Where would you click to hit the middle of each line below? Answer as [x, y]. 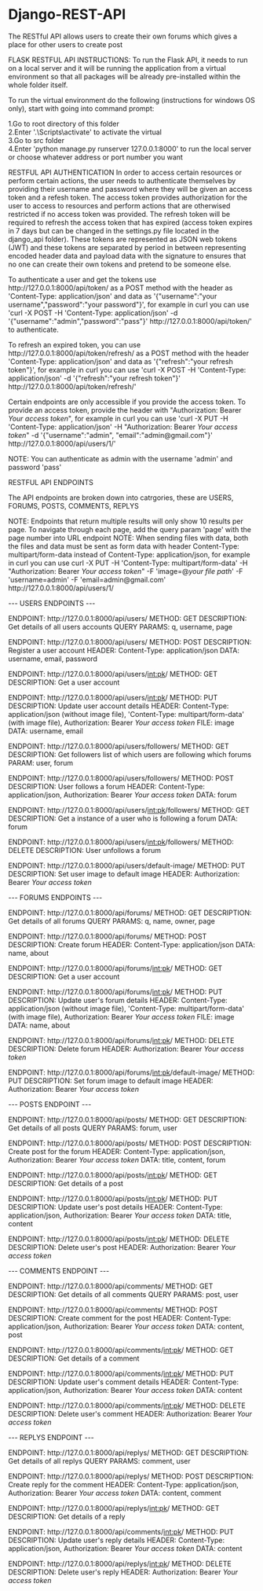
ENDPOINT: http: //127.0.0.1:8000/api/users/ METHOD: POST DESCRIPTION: [130, 641]
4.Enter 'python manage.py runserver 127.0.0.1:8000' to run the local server [130, 149]
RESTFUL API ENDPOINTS [51, 482]
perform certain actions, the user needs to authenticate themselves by [122, 180]
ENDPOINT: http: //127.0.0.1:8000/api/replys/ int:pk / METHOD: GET [114, 1508]
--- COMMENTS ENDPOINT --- [59, 1270]
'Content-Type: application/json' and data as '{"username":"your [113, 296]
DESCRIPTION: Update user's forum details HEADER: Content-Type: [118, 1000]
